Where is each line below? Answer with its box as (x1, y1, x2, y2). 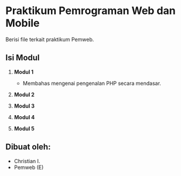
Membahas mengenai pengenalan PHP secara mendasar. (22, 80, 162, 87)
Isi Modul (5, 53, 40, 63)
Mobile (5, 16, 40, 30)
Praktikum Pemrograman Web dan (5, 4, 176, 18)
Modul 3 (13, 102, 35, 109)
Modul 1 (13, 68, 34, 75)
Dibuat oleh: (5, 142, 51, 152)
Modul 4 (13, 113, 35, 120)
